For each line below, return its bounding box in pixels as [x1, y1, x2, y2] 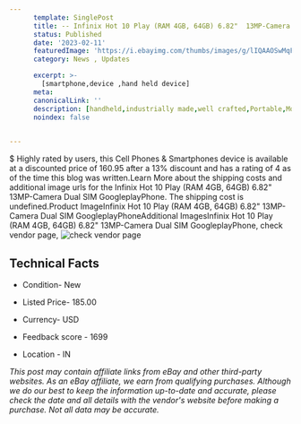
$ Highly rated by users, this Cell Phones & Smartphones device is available [9, 153, 288, 164]
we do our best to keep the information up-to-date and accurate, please [9, 385, 277, 395]
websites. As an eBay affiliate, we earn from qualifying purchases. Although [9, 376, 291, 386]
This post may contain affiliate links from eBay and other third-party [9, 366, 262, 376]
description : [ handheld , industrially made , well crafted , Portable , [32, 104, 287, 113]
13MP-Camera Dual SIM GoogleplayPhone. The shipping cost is [9, 192, 245, 203]
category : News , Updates [32, 55, 130, 64]
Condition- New [21, 279, 82, 290]
